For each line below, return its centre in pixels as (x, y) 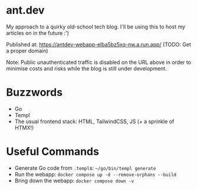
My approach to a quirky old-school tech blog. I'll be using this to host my (96, 27)
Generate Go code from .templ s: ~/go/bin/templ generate (85, 168)
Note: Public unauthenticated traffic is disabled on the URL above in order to (99, 62)
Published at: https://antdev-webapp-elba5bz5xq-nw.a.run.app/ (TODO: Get (99, 44)
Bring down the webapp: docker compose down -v (74, 181)
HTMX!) (24, 127)
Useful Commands (52, 152)
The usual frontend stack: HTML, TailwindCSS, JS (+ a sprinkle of (94, 121)
